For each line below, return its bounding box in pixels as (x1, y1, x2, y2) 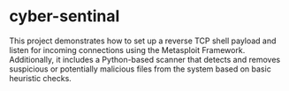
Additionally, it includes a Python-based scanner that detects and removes (9, 54, 281, 64)
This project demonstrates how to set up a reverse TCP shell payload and (9, 35, 277, 46)
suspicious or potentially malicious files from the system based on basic (9, 64, 271, 74)
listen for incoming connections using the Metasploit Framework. (9, 44, 246, 55)
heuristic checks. (9, 72, 72, 83)
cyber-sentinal (9, 6, 120, 27)
